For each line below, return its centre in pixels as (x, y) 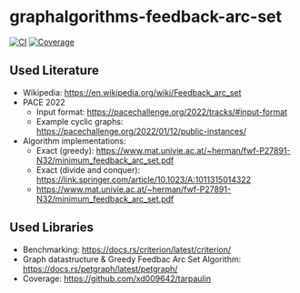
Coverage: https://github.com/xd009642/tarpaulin (117, 278)
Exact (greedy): (65, 150)
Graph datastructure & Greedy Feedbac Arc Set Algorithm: (132, 259)
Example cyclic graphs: (80, 121)
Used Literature (55, 71)
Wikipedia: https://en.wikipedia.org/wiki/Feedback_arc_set (132, 92)
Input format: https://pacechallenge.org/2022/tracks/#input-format (162, 112)
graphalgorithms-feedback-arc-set (146, 17)
